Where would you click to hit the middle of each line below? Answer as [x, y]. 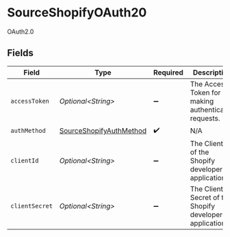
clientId [25, 160]
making [202, 101]
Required [168, 72]
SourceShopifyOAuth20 [77, 13]
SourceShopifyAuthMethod [103, 131]
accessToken [30, 101]
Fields [21, 53]
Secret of [205, 197]
